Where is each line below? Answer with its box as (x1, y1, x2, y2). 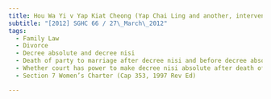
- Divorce (15, 42, 48, 50)
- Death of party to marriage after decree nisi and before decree (15, 57, 248, 65)
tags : (8, 27, 27, 35)
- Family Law (15, 34, 60, 43)
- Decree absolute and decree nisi (15, 49, 135, 57)
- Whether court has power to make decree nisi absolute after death (15, 64, 254, 72)
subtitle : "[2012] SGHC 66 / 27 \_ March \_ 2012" (8, 19, 168, 27)
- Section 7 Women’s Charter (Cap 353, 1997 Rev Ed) (15, 72, 197, 80)
